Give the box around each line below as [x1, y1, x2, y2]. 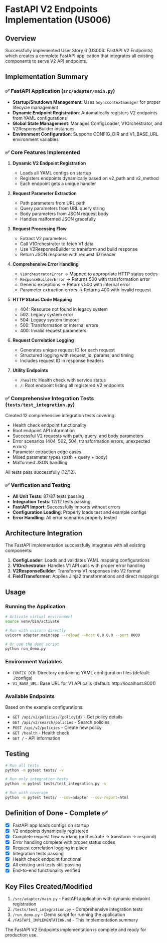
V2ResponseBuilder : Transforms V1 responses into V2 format [12, 568, 141, 574]
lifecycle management [12, 104, 59, 110]
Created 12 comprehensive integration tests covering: [5, 413, 116, 419]
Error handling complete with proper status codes [12, 839, 115, 845]
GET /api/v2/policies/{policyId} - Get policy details [12, 713, 123, 720]
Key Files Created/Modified [5, 882, 93, 891]
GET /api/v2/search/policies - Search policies [12, 719, 110, 725]
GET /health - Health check [12, 729, 69, 735]
